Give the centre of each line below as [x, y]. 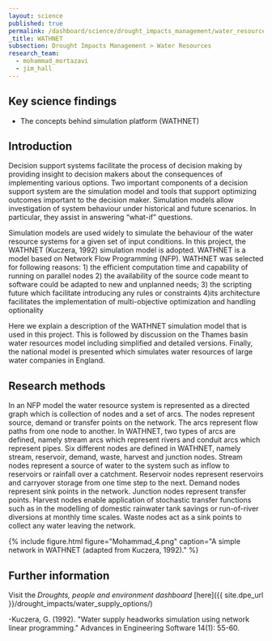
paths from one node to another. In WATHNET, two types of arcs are [122, 431]
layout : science [36, 16]
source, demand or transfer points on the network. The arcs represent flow [134, 422]
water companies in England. [57, 360]
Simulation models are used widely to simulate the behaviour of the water [131, 233]
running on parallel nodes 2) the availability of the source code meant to [129, 276]
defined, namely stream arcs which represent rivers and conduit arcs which [134, 440]
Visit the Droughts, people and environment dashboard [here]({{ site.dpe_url [136, 595]
